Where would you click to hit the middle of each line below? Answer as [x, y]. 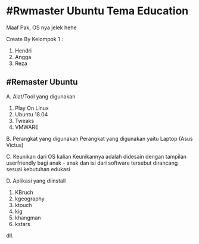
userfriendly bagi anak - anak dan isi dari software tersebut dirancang [92, 163]
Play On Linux [32, 108]
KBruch [24, 192]
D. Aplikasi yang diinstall [36, 181]
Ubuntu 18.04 [31, 114]
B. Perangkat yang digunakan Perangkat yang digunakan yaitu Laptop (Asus [99, 138]
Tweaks [24, 121]
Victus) [15, 145]
